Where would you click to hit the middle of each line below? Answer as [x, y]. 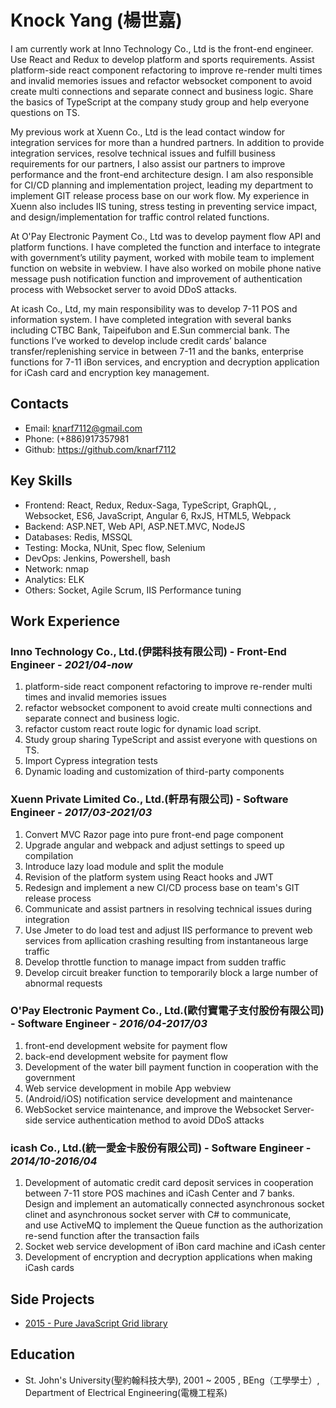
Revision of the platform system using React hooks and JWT [149, 877]
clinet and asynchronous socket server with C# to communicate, [158, 1215]
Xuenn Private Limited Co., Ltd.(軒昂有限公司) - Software [149, 799]
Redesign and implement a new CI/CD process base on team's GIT [162, 887]
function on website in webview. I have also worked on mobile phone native [166, 268]
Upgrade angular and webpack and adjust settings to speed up [154, 845]
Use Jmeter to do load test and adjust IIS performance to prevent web [168, 930]
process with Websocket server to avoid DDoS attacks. [124, 289]
